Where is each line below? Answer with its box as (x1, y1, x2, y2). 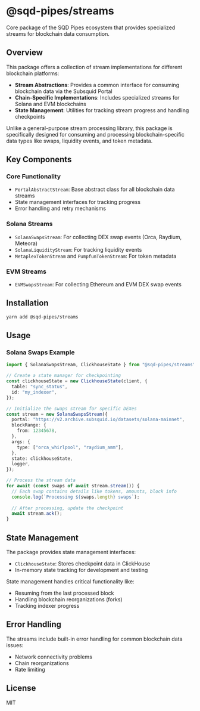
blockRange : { (11, 422, 46, 428)
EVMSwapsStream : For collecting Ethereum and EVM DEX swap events (14, 281, 182, 288)
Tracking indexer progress (14, 602, 80, 609)
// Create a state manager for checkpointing (6, 373, 121, 379)
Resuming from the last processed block (14, 589, 114, 596)
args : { (11, 438, 31, 445)
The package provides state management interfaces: (6, 548, 136, 555)
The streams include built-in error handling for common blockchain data (6, 635, 183, 642)
